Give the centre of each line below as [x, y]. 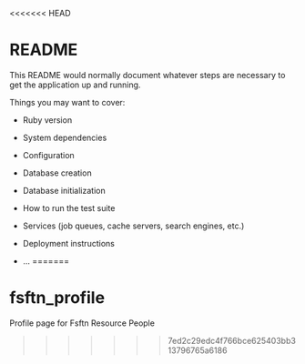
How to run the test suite [69, 207]
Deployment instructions [69, 243]
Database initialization [64, 190]
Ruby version [47, 120]
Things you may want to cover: [67, 102]
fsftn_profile [57, 298]
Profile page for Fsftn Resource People [82, 323]
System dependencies [65, 137]
